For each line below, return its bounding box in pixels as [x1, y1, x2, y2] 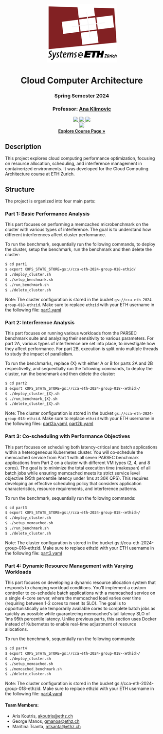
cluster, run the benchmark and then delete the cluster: [5, 371, 115, 377]
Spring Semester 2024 [54, 92, 109, 99]
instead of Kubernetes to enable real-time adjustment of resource [5, 621, 137, 627]
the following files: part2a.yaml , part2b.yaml [5, 421, 93, 426]
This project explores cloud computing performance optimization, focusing [5, 156, 155, 161]
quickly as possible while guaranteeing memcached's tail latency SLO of [5, 611, 150, 617]
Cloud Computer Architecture [20, 75, 143, 86]
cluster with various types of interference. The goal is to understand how [5, 226, 151, 233]
